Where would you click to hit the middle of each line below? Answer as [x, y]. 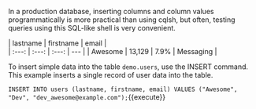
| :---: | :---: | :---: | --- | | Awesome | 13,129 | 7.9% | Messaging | [113, 51]
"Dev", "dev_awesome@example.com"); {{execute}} [87, 97]
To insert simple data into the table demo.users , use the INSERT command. [128, 67]
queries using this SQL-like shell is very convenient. [92, 28]
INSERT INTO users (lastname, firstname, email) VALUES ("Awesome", [123, 89]
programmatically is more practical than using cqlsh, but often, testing [122, 20]
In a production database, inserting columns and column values [111, 11]
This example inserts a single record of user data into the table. [111, 75]
